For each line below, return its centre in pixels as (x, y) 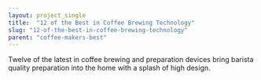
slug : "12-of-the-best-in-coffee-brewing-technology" (98, 30)
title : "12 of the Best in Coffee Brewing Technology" (101, 23)
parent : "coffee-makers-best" (58, 37)
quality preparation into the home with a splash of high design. (109, 68)
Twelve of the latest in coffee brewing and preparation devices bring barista (131, 60)
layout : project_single (47, 15)
